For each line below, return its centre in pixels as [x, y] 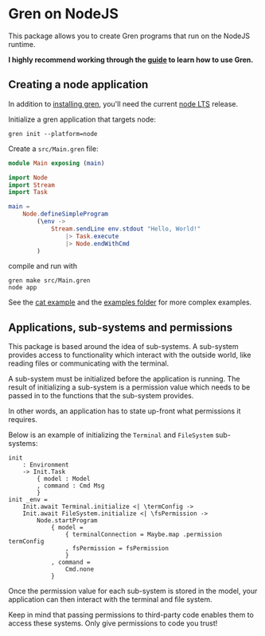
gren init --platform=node [53, 134]
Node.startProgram [67, 521]
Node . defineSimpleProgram [66, 214]
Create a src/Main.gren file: [53, 149]
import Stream [32, 185]
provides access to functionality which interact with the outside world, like [130, 355]
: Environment [46, 465]
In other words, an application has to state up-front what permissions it [125, 411]
